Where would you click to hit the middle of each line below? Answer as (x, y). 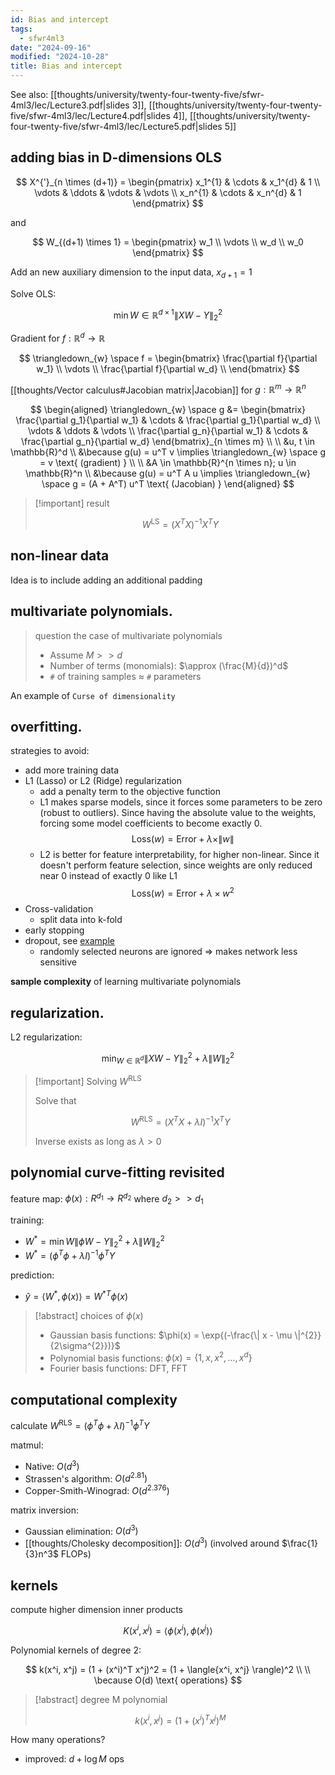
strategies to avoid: (50, 751)
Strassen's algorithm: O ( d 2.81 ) (86, 1478)
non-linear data (60, 556)
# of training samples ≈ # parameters (125, 676)
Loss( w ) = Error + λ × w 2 (183, 893)
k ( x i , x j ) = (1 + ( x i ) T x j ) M (180, 1719)
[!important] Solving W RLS (88, 1081)
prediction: (32, 1275)
